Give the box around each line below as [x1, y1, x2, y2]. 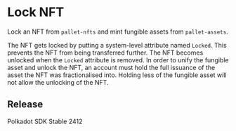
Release [7, 99, 44, 111]
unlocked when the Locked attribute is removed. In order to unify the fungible [7, 55, 229, 64]
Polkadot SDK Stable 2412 [7, 117, 83, 125]
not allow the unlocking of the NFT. [7, 78, 109, 86]
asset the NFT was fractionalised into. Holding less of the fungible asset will [7, 71, 227, 79]
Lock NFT [7, 4, 65, 20]
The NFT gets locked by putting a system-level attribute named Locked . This [7, 41, 227, 49]
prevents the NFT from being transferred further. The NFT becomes [7, 48, 204, 57]
